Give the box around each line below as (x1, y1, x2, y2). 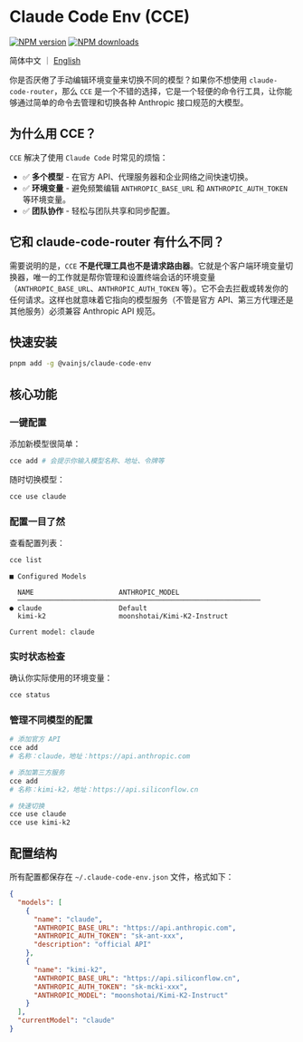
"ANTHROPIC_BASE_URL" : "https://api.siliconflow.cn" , (33, 973, 241, 983)
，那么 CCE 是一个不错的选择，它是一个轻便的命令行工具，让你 (53, 85, 285, 96)
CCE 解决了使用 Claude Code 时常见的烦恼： (9, 151, 169, 162)
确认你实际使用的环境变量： (9, 673, 113, 684)
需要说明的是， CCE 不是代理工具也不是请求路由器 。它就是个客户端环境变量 (9, 260, 286, 271)
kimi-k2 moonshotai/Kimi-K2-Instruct (17, 611, 229, 620)
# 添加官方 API (9, 735, 62, 745)
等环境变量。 (22, 193, 71, 205)
